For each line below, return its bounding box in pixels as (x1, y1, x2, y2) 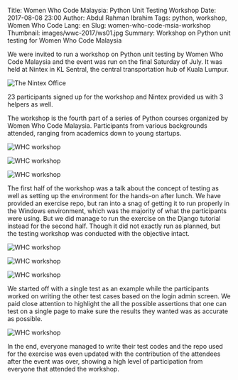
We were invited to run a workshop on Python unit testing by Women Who (7, 50, 224, 58)
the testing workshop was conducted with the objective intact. (7, 229, 190, 237)
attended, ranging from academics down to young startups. (7, 129, 182, 137)
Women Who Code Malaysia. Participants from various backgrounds (7, 121, 207, 130)
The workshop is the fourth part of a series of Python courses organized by (7, 114, 229, 122)
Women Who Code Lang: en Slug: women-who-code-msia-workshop (7, 21, 211, 29)
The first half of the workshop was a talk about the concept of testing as (7, 184, 219, 192)
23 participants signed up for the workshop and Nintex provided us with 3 (7, 92, 224, 101)
